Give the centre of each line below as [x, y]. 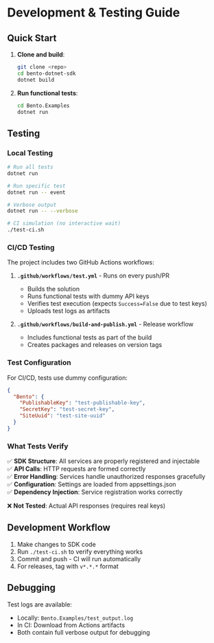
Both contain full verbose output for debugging [83, 632]
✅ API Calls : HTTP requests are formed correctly [76, 469]
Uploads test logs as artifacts [69, 311]
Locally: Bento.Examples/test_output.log [75, 618]
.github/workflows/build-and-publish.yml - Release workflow [105, 324]
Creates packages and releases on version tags [95, 345]
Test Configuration [39, 363]
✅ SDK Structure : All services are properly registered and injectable [104, 461]
